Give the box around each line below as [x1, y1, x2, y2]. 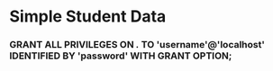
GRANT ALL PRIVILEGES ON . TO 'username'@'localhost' [9, 39, 266, 51]
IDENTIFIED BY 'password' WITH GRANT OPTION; [9, 49, 232, 62]
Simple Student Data [9, 6, 167, 27]
